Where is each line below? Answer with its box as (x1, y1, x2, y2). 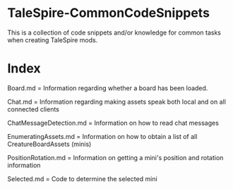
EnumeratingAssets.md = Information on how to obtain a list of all (7, 132, 198, 140)
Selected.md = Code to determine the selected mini (7, 174, 157, 183)
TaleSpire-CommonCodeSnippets (7, 5, 210, 21)
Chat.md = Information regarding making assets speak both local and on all (7, 97, 226, 106)
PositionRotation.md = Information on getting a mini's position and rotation (7, 153, 224, 161)
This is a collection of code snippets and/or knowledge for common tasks (7, 28, 221, 37)
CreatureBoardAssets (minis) (7, 140, 92, 148)
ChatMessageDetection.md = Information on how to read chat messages (7, 118, 219, 127)
